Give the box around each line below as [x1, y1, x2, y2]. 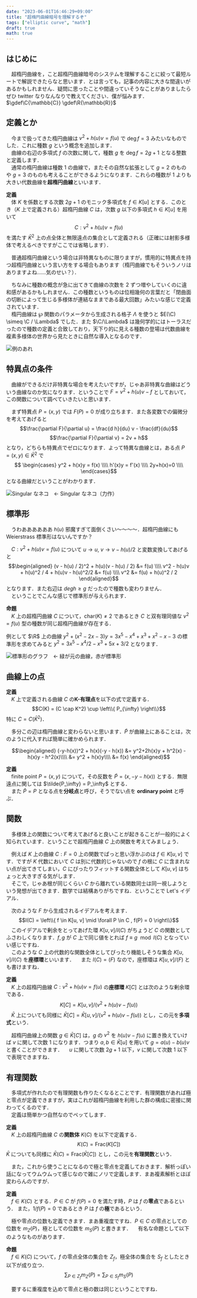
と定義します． [6, 157, 42, 164]
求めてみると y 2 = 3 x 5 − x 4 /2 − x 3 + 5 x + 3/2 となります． [21, 639, 161, 647]
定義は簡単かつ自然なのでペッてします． [11, 1111, 109, 1118]
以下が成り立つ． [6, 1262, 48, 1269]
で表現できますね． [6, 1054, 53, 1061]
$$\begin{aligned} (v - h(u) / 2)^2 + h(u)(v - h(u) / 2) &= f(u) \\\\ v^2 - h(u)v [8, 563, 190, 570]
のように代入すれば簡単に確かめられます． [6, 735, 109, 742]
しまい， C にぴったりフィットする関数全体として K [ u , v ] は [42, 865, 184, 872]
